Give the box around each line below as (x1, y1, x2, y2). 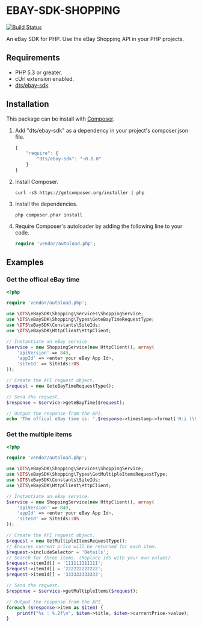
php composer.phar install (14, 212, 83, 218)
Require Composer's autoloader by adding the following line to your (14, 222, 183, 230)
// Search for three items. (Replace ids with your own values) (6, 555, 171, 561)
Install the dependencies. (14, 200, 78, 207)
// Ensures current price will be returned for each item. (6, 543, 158, 549)
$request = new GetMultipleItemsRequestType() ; (6, 538, 128, 544)
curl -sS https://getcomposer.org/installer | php (14, 189, 145, 196)
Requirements (6, 52, 60, 63)
